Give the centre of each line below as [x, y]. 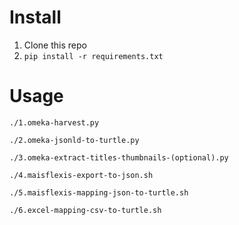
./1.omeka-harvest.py [54, 122]
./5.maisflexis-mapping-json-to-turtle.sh [99, 192]
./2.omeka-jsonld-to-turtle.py [74, 140]
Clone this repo [55, 45]
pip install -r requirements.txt [93, 56]
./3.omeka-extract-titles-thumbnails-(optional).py [119, 157]
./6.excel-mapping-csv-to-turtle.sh [85, 210]
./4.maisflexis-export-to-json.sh [81, 175]
